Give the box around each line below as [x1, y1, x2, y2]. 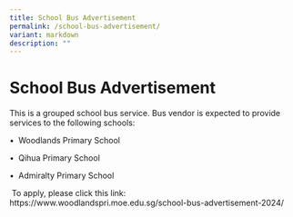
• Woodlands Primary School [9, 135, 121, 146]
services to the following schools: [9, 117, 136, 128]
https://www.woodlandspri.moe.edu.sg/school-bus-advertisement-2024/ [9, 197, 285, 209]
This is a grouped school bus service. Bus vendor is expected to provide [9, 108, 281, 119]
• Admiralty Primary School [9, 170, 115, 182]
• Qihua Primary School [9, 153, 100, 163]
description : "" [9, 38, 71, 48]
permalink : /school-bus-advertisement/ [9, 22, 161, 31]
